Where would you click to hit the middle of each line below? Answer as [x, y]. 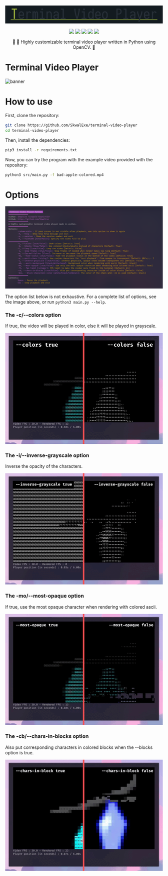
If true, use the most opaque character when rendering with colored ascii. [81, 607]
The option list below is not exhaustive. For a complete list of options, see [81, 297]
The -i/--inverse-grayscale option [47, 455]
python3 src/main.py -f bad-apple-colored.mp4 [54, 175]
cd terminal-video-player [32, 131]
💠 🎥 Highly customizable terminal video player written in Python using [84, 42]
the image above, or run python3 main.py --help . [56, 302]
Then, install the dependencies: [37, 140]
